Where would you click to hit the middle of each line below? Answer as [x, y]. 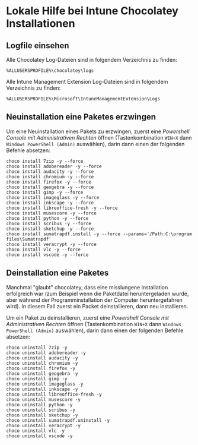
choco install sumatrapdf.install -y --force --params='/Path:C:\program [99, 234]
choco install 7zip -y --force [45, 161]
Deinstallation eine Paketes [58, 273]
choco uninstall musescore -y [44, 399]
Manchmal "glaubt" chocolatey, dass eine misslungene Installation [87, 287]
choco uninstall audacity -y [42, 358]
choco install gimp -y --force [45, 192]
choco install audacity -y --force [50, 171]
